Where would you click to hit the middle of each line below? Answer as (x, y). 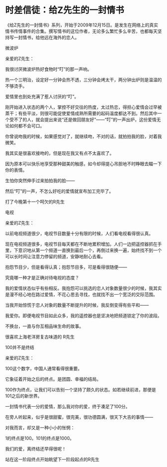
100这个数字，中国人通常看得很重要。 (44, 368)
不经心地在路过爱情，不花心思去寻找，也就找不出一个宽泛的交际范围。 (85, 294)
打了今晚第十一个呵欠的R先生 (35, 202)
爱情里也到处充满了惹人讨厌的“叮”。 (42, 96)
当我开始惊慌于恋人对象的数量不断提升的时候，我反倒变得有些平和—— (77, 305)
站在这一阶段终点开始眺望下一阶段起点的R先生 (52, 459)
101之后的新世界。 (24, 396)
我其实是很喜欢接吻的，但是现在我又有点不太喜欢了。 (60, 153)
